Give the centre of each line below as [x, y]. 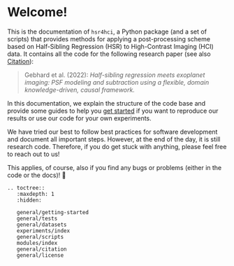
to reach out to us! [34, 154]
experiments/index [43, 231]
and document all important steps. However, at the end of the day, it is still [114, 139]
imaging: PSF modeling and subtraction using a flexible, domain [117, 82]
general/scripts [40, 237]
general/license [40, 255]
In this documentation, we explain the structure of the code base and [107, 103]
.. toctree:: [26, 188]
